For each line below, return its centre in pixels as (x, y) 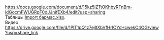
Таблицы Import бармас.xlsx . (35, 17)
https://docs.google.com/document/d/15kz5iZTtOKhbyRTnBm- (69, 7)
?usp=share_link (22, 33)
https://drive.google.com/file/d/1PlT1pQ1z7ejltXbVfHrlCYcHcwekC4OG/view (82, 27)
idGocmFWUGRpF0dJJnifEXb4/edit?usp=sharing (55, 12)
